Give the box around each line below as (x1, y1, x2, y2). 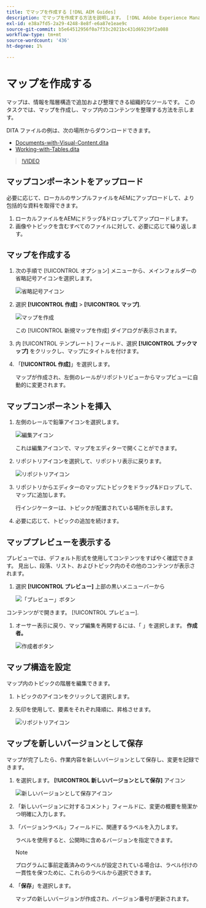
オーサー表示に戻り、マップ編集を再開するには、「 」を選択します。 (15, 622, 186, 629)
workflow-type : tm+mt (6, 32, 62, 38)
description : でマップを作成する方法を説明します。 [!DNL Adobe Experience (6, 15, 187, 21)
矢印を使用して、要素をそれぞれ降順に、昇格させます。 (15, 706, 154, 713)
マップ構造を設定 (6, 662, 71, 673)
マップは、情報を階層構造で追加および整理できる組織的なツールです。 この (6, 98, 196, 105)
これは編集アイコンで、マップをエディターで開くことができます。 (15, 444, 181, 452)
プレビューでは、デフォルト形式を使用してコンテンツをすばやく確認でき (6, 554, 189, 562)
